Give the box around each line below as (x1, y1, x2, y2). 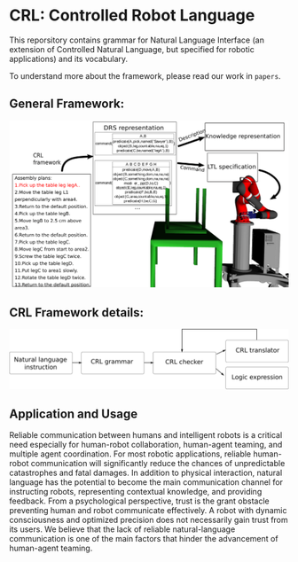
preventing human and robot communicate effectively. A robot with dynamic (9, 505, 287, 516)
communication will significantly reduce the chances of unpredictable (30, 458, 286, 469)
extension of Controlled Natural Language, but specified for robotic (9, 43, 255, 54)
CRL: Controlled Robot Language (9, 5, 255, 26)
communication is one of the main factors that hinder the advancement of (9, 534, 278, 544)
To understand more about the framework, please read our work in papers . (9, 70, 281, 81)
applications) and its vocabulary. (9, 53, 129, 64)
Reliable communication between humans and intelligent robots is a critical (9, 430, 283, 441)
